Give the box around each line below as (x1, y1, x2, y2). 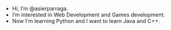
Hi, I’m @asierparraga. (12, 5, 69, 12)
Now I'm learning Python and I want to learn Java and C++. (12, 18, 161, 24)
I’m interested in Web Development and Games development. (12, 11, 166, 18)
